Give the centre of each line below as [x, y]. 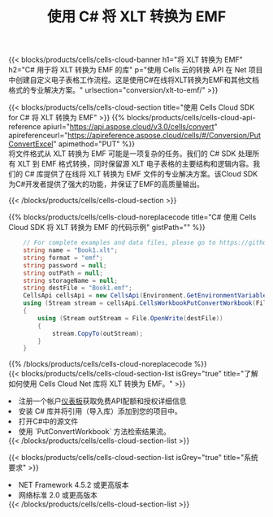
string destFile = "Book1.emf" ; [78, 288]
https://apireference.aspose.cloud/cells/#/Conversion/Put [165, 136]
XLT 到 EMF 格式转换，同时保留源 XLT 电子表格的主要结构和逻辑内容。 [135, 164]
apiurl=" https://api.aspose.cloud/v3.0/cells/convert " [130, 127]
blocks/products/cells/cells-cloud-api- [191, 118]
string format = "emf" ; [63, 258]
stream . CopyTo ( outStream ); [97, 333]
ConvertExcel [31, 144]
